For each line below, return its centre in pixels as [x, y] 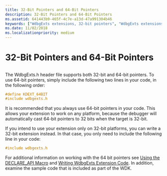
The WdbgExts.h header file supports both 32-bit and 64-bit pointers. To [80, 75]
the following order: [25, 85]
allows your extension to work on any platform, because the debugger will [81, 114]
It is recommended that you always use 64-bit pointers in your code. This [80, 108]
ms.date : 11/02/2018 [27, 28]
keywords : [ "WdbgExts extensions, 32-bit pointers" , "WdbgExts [72, 24]
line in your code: [23, 139]
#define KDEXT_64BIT [27, 94]
